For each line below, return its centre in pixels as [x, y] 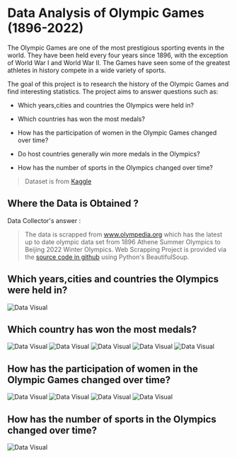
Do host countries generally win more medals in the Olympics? [109, 154]
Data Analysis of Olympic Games [106, 13]
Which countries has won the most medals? [81, 119]
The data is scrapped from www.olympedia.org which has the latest [123, 234]
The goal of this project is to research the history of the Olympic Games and [118, 84]
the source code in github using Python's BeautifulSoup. [107, 257]
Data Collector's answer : [44, 220]
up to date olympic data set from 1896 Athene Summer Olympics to [122, 241]
